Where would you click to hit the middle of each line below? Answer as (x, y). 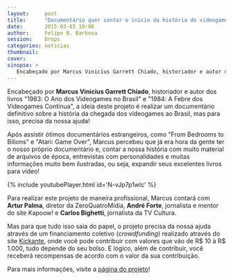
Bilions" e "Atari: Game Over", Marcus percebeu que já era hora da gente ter (116, 141)
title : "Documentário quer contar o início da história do (102, 20)
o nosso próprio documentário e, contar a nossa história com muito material (115, 149)
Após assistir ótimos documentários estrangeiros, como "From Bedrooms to (115, 134)
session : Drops (34, 40)
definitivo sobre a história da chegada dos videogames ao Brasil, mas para (114, 113)
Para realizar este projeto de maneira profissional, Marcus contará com (109, 198)
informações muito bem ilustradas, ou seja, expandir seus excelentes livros (114, 164)
